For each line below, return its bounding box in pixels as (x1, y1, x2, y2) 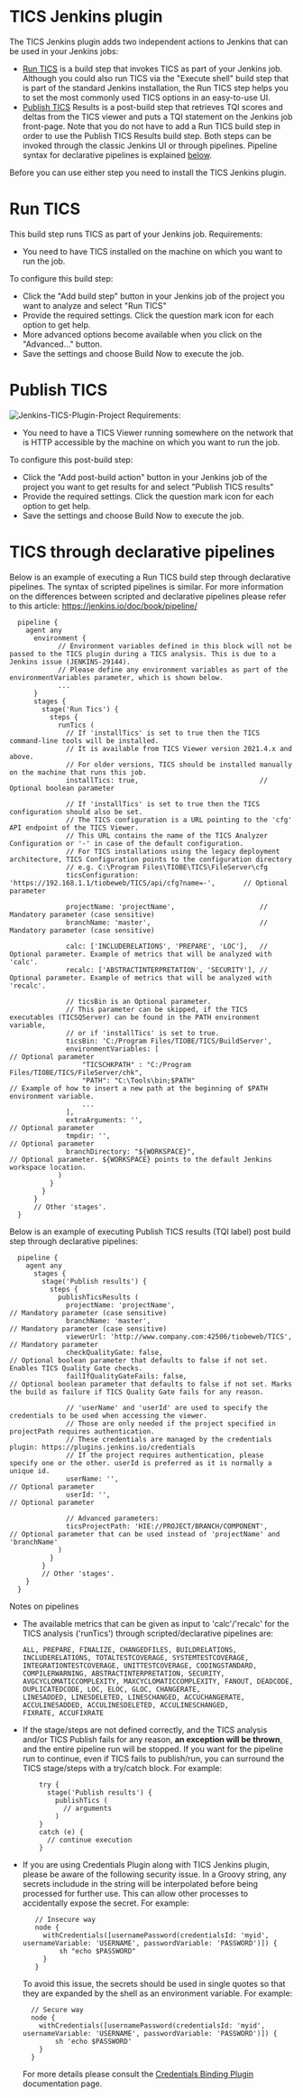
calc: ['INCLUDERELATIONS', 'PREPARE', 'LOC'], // (66, 942, 269, 951)
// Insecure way (34, 1915, 96, 1924)
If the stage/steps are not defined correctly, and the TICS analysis (22, 1724, 268, 1735)
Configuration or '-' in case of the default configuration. (9, 839, 244, 848)
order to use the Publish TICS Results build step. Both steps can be (22, 130, 272, 141)
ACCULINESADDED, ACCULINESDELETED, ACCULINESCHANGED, (22, 1700, 229, 1710)
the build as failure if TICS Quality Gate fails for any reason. (9, 1388, 264, 1397)
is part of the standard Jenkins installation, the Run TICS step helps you (22, 82, 289, 93)
